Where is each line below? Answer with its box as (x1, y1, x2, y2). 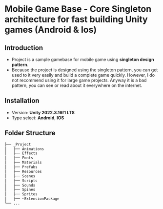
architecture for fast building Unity (4, 14, 148, 25)
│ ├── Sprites (4, 192, 38, 197)
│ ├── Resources (4, 169, 42, 174)
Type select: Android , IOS (11, 115, 64, 121)
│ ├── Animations (4, 146, 44, 151)
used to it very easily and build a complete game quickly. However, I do (11, 72, 155, 78)
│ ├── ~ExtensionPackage (4, 196, 60, 201)
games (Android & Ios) (4, 24, 97, 35)
